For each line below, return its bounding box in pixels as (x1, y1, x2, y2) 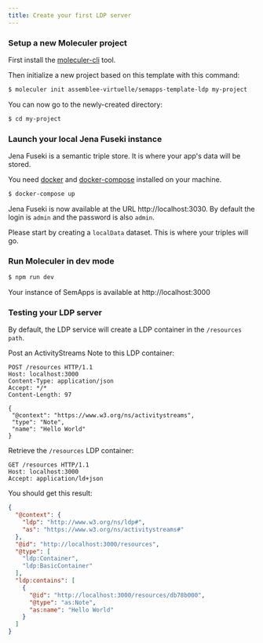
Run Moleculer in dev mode (8, 256, 115, 267)
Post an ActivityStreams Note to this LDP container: (8, 348, 175, 358)
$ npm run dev (8, 274, 55, 282)
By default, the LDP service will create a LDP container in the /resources (8, 325, 242, 334)
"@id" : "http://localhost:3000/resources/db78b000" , (28, 591, 206, 599)
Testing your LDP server (8, 307, 102, 318)
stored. (8, 159, 31, 169)
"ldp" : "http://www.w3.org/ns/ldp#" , (22, 518, 146, 526)
